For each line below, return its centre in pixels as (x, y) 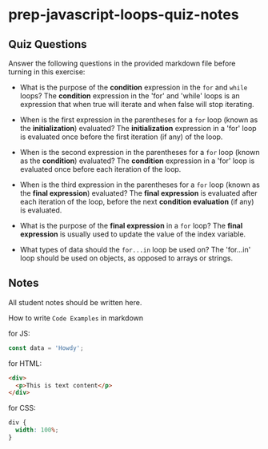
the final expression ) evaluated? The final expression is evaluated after (138, 193)
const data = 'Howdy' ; (46, 348)
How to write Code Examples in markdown (76, 318)
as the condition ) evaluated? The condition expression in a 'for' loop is (137, 161)
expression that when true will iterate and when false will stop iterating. (137, 104)
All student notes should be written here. (75, 302)
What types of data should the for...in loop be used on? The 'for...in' (135, 250)
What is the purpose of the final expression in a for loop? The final (131, 226)
